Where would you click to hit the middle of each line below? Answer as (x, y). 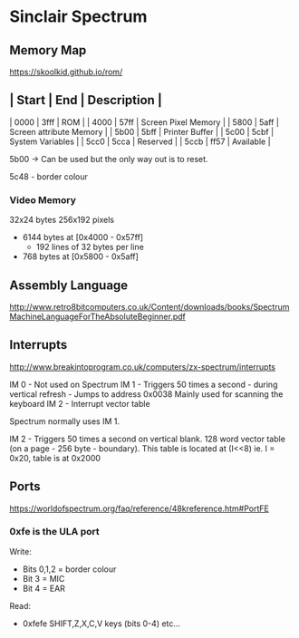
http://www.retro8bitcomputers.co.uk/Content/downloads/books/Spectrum (149, 306)
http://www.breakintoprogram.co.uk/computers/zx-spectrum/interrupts (143, 367)
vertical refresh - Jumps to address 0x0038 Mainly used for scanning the (146, 394)
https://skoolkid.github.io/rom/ (66, 72)
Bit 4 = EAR (44, 588)
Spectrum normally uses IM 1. (65, 421)
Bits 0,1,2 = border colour (69, 569)
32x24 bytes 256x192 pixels (62, 220)
